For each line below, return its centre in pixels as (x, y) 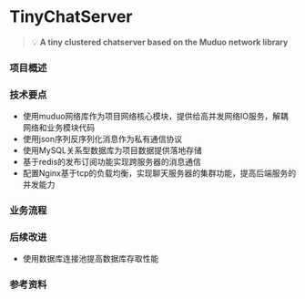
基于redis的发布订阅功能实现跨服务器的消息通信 (112, 162)
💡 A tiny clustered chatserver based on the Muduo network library (160, 42)
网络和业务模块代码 (59, 128)
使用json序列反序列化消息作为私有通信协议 (102, 139)
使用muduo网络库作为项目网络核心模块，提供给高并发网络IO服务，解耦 (156, 117)
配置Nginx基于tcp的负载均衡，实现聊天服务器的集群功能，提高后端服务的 (159, 173)
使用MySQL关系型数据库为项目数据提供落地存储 (112, 150)
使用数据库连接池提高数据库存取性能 (91, 259)
